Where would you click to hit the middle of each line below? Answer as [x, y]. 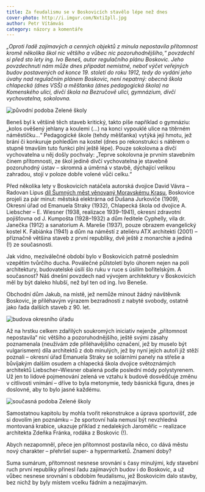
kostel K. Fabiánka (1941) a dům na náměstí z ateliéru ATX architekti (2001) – [102, 232]
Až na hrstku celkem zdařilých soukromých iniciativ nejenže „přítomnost [97, 331]
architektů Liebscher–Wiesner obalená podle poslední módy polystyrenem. [101, 370]
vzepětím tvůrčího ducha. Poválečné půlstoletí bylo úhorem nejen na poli [98, 263]
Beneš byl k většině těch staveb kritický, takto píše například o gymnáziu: [98, 122]
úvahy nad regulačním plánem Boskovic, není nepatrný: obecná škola [94, 79]
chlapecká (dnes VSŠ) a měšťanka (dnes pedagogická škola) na [88, 86]
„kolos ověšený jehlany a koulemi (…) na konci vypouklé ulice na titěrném [98, 129]
